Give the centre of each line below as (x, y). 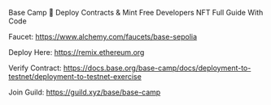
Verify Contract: (35, 68)
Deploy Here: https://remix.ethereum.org (76, 52)
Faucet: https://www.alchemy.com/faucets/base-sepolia (103, 37)
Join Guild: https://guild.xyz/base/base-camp (85, 92)
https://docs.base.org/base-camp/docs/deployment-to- (157, 68)
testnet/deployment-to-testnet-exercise (75, 76)
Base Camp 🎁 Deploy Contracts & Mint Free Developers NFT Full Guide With (136, 13)
